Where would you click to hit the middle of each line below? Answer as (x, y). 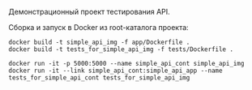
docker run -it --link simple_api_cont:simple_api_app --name (115, 71)
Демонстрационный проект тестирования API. (89, 12)
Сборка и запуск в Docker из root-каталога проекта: (98, 27)
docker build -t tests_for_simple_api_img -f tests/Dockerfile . (121, 49)
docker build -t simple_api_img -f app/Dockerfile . (99, 42)
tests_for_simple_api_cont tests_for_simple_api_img (99, 78)
